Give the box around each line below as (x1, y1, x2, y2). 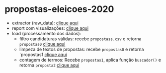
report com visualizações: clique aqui (11, 25, 89, 31)
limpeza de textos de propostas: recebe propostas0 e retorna (19, 46, 144, 52)
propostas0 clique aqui (19, 41, 66, 47)
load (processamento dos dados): (11, 30, 82, 36)
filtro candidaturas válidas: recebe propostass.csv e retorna (19, 36, 142, 42)
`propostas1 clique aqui (19, 51, 67, 58)
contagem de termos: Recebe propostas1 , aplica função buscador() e (19, 57, 161, 63)
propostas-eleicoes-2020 (4, 3, 114, 15)
